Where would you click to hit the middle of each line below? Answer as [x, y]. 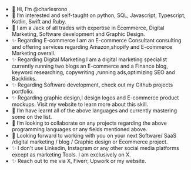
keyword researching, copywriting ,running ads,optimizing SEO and [93, 72]
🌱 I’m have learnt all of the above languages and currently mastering [94, 111]
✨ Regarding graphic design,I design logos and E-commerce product [95, 98]
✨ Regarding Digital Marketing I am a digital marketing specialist [89, 59]
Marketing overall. [33, 53]
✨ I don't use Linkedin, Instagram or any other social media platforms [95, 148]
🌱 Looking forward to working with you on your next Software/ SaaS [94, 136]
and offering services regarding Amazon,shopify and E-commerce [92, 47]
